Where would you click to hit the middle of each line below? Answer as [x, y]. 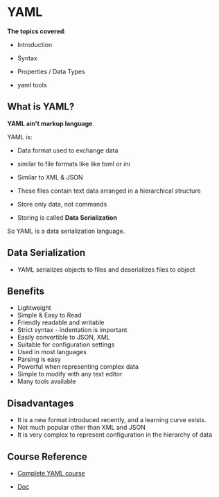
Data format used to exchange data [68, 150]
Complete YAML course [51, 473]
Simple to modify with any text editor [70, 374]
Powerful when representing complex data [78, 367]
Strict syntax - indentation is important [72, 330]
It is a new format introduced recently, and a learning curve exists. [112, 420]
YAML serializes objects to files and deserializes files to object [106, 269]
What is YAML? [41, 107]
